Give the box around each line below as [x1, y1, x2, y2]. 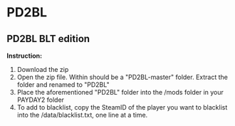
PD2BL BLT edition [6, 33, 90, 45]
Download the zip [16, 65, 69, 73]
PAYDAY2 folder [16, 95, 65, 104]
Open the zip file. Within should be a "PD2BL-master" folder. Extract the [16, 73, 229, 81]
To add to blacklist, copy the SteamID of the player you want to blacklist [16, 103, 228, 111]
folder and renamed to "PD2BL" [16, 80, 110, 89]
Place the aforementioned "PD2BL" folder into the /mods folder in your [16, 88, 224, 96]
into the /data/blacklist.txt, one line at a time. [16, 111, 148, 119]
